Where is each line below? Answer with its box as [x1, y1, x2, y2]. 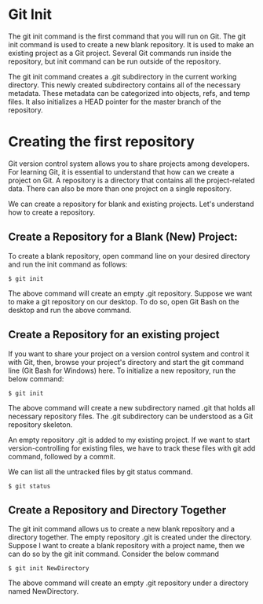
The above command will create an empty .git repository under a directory [8, 578, 249, 587]
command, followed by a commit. [8, 451, 116, 461]
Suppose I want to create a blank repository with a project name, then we [8, 541, 245, 551]
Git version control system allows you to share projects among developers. [8, 159, 250, 168]
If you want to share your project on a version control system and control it [8, 348, 250, 359]
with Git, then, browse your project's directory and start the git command [8, 357, 245, 366]
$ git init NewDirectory [8, 565, 89, 573]
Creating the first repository [8, 133, 195, 151]
